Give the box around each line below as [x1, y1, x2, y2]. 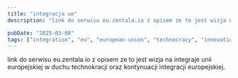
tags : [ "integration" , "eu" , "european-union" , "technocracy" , [7, 36, 198, 43]
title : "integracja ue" [7, 10, 78, 18]
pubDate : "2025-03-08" [7, 30, 74, 37]
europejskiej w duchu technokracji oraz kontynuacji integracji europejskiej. [7, 63, 225, 71]
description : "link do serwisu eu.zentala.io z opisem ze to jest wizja [7, 17, 227, 24]
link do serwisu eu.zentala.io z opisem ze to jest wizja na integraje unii [7, 56, 212, 64]
